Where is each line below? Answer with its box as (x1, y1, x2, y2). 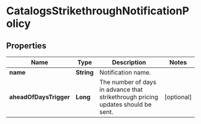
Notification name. (99, 69, 151, 76)
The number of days (99, 78, 157, 86)
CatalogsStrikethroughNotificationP (6, 4, 190, 18)
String (75, 69, 94, 76)
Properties (6, 41, 47, 51)
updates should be (99, 100, 152, 108)
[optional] (164, 93, 192, 101)
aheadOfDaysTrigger (9, 93, 70, 101)
